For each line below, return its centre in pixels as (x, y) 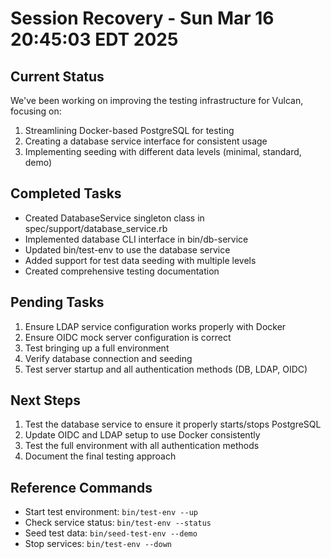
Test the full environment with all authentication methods (142, 446)
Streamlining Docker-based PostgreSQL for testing (129, 130)
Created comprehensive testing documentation (122, 271)
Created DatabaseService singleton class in (114, 218)
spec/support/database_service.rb (96, 228)
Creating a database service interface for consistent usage (146, 141)
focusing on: (36, 111)
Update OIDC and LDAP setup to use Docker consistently (142, 435)
